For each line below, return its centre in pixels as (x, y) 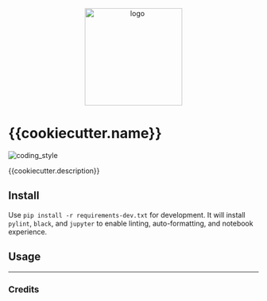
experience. (28, 232)
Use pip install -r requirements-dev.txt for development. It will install (127, 214)
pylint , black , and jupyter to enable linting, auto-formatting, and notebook (131, 223)
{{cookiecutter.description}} (54, 171)
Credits (24, 289)
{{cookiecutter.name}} (85, 133)
